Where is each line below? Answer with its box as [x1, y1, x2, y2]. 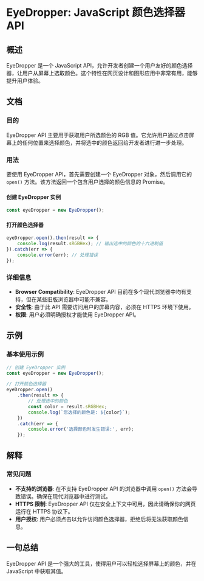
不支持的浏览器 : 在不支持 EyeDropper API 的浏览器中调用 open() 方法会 [15, 485, 192, 492]
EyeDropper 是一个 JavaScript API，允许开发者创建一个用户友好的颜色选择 [6, 62, 193, 69]
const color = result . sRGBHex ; [28, 403, 107, 409]
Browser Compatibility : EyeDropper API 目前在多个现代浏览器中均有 [15, 288, 187, 295]
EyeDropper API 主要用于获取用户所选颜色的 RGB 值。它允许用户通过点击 [6, 131, 189, 139]
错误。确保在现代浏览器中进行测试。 [20, 492, 111, 499]
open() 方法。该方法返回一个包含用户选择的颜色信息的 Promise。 [6, 178, 169, 186]
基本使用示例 [6, 350, 44, 359]
